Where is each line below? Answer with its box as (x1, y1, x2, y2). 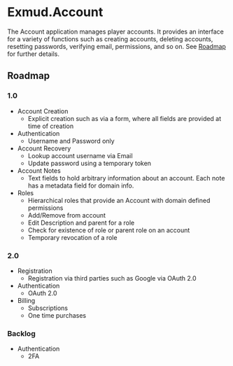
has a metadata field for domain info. (27, 181, 134, 190)
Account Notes (17, 166, 61, 175)
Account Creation (17, 106, 69, 115)
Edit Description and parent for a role (27, 218, 135, 227)
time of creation (27, 122, 74, 130)
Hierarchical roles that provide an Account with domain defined (27, 196, 211, 204)
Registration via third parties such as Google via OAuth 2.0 (27, 274, 197, 282)
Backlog (7, 328, 36, 338)
